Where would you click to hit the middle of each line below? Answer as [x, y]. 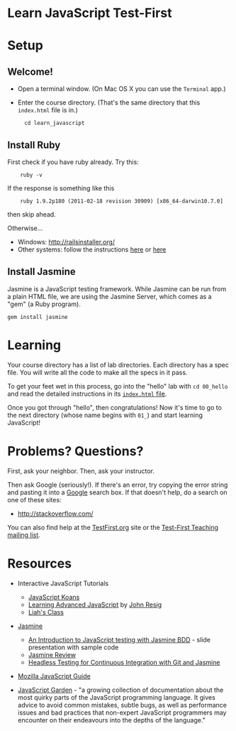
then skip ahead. [32, 214]
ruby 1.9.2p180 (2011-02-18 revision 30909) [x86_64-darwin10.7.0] [122, 201]
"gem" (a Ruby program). [44, 304]
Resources [40, 563]
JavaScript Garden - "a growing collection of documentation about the [120, 690]
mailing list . [24, 535]
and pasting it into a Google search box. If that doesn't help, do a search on [118, 492]
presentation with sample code [73, 647]
